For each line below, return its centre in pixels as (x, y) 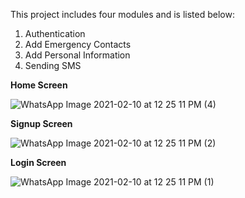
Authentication (55, 33)
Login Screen (38, 162)
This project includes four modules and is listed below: (122, 14)
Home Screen (39, 85)
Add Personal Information (77, 55)
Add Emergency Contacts (78, 44)
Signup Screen (41, 123)
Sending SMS (53, 65)
